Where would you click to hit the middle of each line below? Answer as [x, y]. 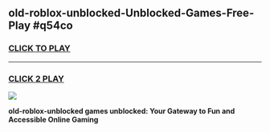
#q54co [53, 26]
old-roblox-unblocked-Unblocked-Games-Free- [131, 13]
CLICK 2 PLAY [36, 78]
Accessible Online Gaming [53, 119]
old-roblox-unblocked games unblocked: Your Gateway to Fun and [122, 110]
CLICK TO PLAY [39, 49]
